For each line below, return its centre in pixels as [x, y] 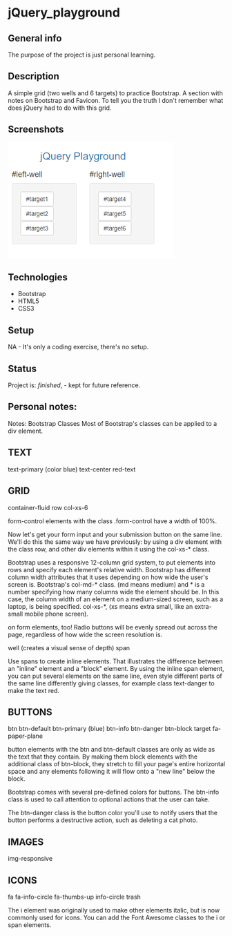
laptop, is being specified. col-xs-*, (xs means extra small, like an [100, 606]
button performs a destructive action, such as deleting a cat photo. [103, 820]
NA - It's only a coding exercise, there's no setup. [78, 347]
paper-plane [26, 736]
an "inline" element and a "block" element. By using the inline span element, [116, 668]
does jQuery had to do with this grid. [60, 108]
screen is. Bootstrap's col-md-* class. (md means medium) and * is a [106, 584]
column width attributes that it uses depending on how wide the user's [108, 577]
